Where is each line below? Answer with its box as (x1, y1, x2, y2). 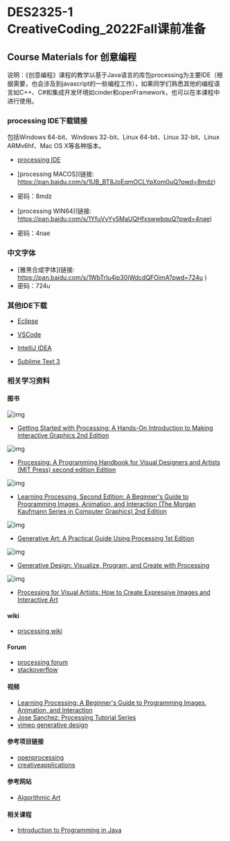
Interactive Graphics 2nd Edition (17, 431, 109, 440)
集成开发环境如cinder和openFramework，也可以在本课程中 (51, 88, 220, 96)
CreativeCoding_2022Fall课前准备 (7, 22, 206, 37)
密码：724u (17, 281, 51, 289)
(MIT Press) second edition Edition (17, 465, 116, 474)
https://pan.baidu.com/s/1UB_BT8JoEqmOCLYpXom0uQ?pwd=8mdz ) (17, 178, 216, 186)
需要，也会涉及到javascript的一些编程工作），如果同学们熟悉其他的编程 (12, 79, 215, 88)
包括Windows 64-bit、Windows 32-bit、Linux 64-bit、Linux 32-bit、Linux (7, 133, 220, 141)
